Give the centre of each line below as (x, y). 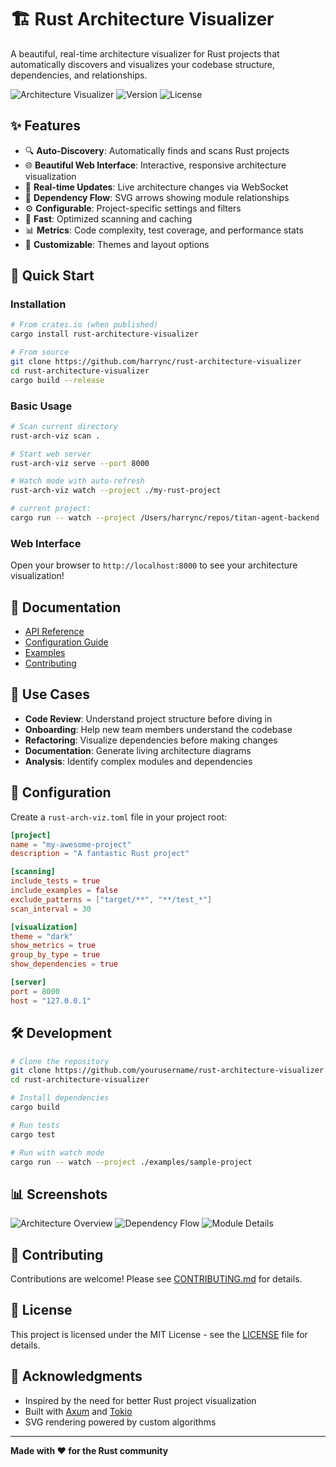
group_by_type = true (55, 955)
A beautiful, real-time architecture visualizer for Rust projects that (145, 53)
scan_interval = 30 (51, 909)
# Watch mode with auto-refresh (77, 481)
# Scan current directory (64, 426)
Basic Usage (41, 406)
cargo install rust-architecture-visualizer (104, 334)
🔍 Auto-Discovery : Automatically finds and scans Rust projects (157, 150)
